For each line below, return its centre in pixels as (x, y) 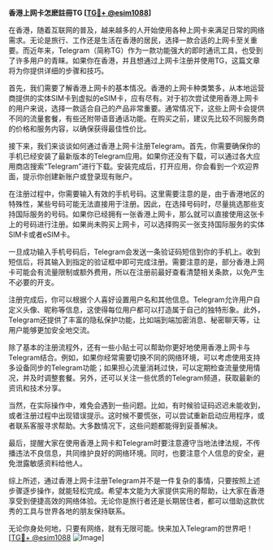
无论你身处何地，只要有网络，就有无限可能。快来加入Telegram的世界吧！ (131, 528)
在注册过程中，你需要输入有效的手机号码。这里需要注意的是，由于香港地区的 (136, 194)
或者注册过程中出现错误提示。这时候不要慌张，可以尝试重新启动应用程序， (133, 415)
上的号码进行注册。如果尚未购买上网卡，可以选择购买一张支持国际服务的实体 (136, 224)
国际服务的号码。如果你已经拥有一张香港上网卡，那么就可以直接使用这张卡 (140, 214)
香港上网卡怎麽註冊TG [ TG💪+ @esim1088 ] (80, 13)
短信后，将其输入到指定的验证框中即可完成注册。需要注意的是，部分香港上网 (136, 262)
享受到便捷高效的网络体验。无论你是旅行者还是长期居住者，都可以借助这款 (133, 501)
